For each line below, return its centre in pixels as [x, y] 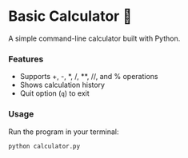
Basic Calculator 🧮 [70, 16]
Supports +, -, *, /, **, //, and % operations [89, 77]
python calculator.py [44, 146]
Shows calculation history [62, 85]
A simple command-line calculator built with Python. [94, 38]
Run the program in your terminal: [64, 132]
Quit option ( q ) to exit [54, 93]
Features [26, 59]
